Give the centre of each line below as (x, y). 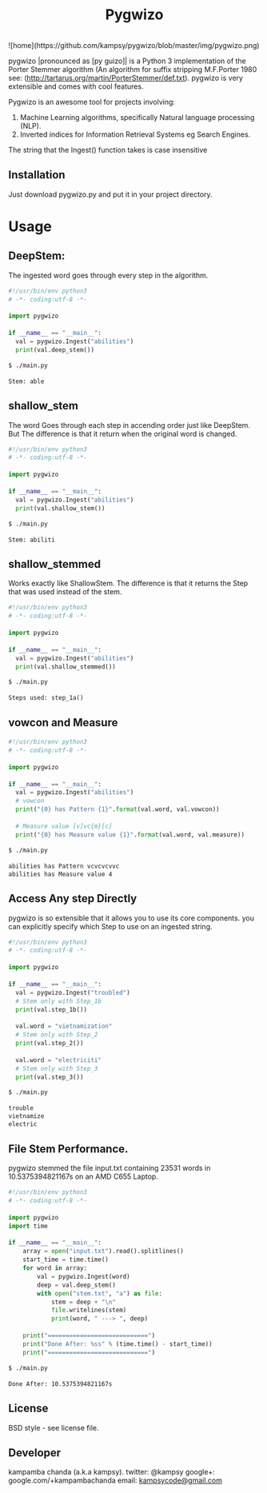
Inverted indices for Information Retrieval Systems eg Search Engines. (135, 134)
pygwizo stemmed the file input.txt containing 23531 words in (110, 1168)
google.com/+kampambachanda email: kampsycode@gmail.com (115, 1480)
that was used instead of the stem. (65, 592)
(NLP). (30, 126)
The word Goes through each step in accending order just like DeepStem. (129, 425)
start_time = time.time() (66, 1260)
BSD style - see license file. (54, 1427)
